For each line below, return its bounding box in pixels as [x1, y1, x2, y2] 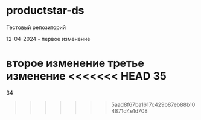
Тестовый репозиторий [6, 24, 66, 31]
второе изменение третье [6, 57, 145, 70]
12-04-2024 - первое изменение [6, 35, 91, 42]
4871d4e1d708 [111, 107, 148, 115]
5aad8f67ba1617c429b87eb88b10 [111, 101, 196, 108]
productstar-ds [6, 4, 85, 17]
